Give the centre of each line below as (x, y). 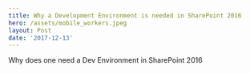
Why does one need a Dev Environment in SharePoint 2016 (105, 60)
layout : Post (30, 30)
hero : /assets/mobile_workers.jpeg (68, 23)
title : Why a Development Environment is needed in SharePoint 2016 (125, 15)
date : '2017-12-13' (41, 38)
